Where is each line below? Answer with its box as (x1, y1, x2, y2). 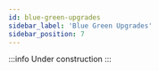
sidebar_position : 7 (8, 29, 86, 38)
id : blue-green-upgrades (8, 12, 101, 22)
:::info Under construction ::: (8, 54, 113, 65)
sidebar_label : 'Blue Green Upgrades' (8, 21, 153, 30)
